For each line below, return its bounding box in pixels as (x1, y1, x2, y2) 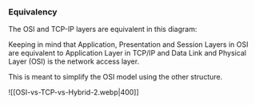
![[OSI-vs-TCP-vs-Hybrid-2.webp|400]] (8, 87, 140, 97)
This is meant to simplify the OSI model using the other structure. (8, 72, 223, 82)
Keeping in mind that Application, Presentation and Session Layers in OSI (8, 40, 249, 49)
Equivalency (8, 6, 58, 17)
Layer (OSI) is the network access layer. (8, 56, 140, 66)
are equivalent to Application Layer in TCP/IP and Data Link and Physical (8, 49, 246, 58)
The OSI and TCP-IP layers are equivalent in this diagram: (8, 25, 197, 34)
